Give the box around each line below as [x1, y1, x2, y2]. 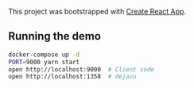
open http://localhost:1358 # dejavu [8, 73, 137, 81]
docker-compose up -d [8, 51, 80, 59]
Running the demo [8, 29, 102, 43]
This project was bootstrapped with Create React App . [8, 7, 187, 16]
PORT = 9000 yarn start [8, 58, 80, 66]
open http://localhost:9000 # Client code [8, 65, 155, 74]
